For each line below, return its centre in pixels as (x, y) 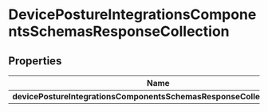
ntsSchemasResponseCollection (119, 31)
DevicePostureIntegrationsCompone (132, 15)
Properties (35, 61)
